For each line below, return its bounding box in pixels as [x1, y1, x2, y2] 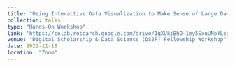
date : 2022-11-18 [7, 43, 58, 50]
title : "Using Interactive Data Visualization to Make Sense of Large [7, 10, 218, 17]
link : [7, 29, 23, 37]
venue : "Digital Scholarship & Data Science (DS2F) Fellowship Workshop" [7, 36, 227, 43]
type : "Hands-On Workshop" [7, 23, 86, 30]
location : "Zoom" [7, 50, 58, 57]
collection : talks [7, 17, 61, 24]
